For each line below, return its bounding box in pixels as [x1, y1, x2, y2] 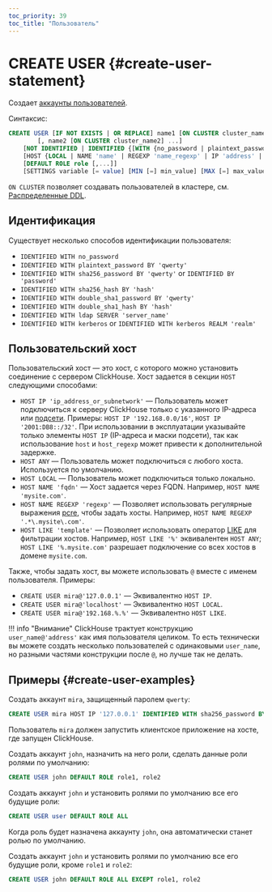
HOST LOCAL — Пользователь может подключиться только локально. [19, 474, 256, 483]
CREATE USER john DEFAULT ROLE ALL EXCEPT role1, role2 [8, 875, 201, 883]
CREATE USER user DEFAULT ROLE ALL [8, 812, 129, 820]
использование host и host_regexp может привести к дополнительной [19, 439, 263, 449]
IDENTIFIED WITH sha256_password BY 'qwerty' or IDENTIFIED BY [19, 268, 235, 278]
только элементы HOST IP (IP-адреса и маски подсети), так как [19, 431, 239, 440]
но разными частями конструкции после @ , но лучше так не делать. [8, 649, 244, 660]
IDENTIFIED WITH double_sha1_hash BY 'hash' [19, 303, 173, 311]
